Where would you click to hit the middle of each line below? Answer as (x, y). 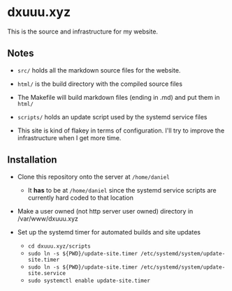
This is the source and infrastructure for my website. (83, 31)
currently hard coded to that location (81, 197)
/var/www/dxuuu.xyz (48, 218)
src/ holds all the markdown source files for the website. (99, 70)
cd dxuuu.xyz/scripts (59, 246)
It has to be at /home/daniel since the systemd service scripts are (122, 190)
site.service (47, 273)
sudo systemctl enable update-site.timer (89, 281)
